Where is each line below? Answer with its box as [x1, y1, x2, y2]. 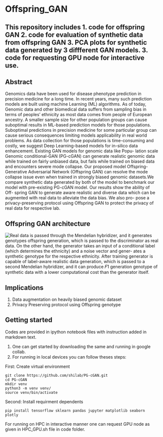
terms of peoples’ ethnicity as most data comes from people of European [5, 112, 152, 118]
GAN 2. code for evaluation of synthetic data [5, 30, 143, 39]
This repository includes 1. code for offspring [5, 23, 145, 31]
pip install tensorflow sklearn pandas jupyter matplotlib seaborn [5, 408, 145, 413]
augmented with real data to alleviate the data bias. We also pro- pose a [5, 195, 150, 201]
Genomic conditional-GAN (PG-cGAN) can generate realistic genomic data [5, 153, 155, 159]
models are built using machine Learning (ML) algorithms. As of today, [5, 101, 146, 107]
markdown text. [5, 334, 37, 340]
